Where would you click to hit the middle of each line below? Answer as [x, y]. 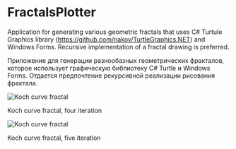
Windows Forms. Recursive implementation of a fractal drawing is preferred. [118, 47]
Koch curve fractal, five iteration [54, 138]
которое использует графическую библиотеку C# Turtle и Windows [109, 68]
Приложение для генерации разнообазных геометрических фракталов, [116, 60]
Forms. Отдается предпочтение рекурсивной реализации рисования [111, 76]
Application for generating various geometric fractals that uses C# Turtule [115, 32]
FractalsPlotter [52, 12]
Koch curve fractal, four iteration [55, 110]
